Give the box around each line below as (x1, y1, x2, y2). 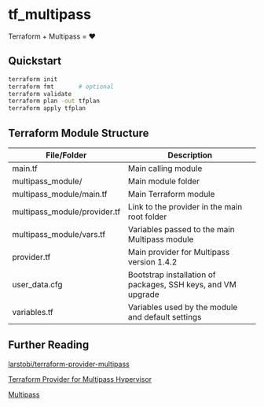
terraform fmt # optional (8, 83, 114, 91)
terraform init (8, 75, 58, 83)
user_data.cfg (12, 279, 63, 290)
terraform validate (8, 90, 72, 98)
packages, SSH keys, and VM (128, 279, 237, 290)
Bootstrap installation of (128, 269, 216, 280)
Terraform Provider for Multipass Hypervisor (8, 374, 152, 383)
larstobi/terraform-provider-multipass (8, 359, 130, 368)
